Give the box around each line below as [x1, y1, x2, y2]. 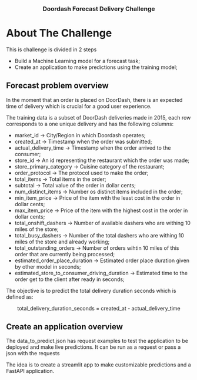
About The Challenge [6, 27, 112, 40]
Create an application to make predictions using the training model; [14, 64, 178, 71]
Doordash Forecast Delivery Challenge [42, 5, 155, 13]
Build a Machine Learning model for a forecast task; [14, 57, 140, 64]
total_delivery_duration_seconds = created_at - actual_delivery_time [17, 305, 181, 312]
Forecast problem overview [6, 81, 109, 91]
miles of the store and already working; [14, 238, 110, 245]
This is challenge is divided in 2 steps [6, 46, 97, 53]
